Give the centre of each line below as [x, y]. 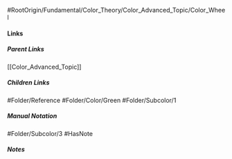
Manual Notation [32, 116]
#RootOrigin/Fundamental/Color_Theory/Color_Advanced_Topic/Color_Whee [116, 10]
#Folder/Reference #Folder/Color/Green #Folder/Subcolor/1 [92, 100]
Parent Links [26, 49]
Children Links [28, 83]
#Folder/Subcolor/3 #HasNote [50, 133]
